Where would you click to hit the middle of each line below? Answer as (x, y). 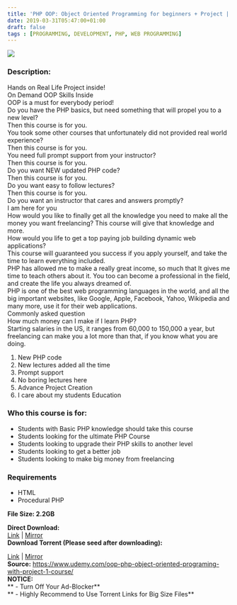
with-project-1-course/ (41, 572)
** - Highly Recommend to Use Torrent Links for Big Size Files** (101, 594)
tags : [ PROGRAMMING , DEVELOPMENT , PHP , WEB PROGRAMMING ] (94, 34)
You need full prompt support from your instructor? (82, 155)
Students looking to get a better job (69, 451)
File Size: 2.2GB (31, 514)
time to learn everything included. (57, 260)
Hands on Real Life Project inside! (57, 87)
